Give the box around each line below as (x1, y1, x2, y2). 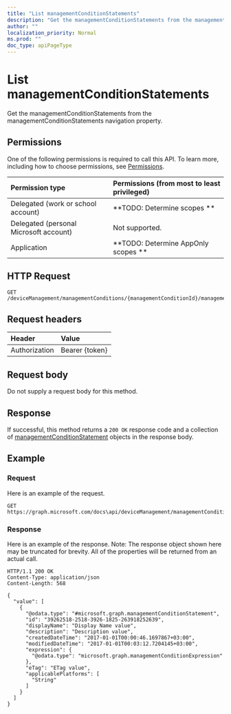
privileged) (113, 187, 150, 196)
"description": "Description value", (25, 628, 134, 635)
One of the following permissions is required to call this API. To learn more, (7, 154, 219, 163)
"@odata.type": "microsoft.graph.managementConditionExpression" (32, 652, 223, 659)
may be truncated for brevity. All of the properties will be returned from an (7, 547, 217, 555)
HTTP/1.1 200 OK (7, 568, 54, 575)
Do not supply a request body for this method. (7, 387, 138, 396)
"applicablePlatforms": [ (25, 670, 100, 677)
